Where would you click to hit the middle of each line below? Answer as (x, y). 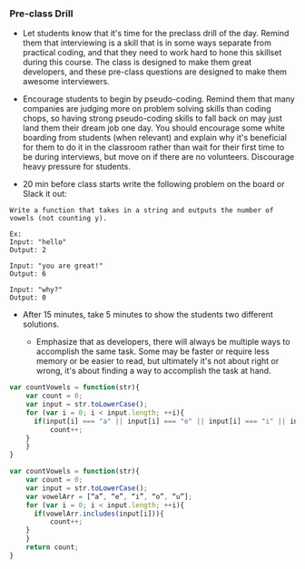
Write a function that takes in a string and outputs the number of (142, 211)
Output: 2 (28, 250)
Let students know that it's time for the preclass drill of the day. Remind (156, 34)
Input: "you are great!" (56, 266)
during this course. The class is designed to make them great (137, 63)
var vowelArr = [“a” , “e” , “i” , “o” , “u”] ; (109, 496)
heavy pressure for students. (77, 167)
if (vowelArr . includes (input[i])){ (99, 514)
